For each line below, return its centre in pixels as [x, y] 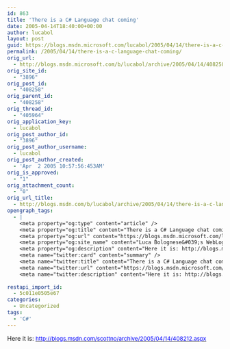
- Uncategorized [36, 306]
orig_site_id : [27, 70]
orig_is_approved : [33, 172]
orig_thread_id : [30, 109]
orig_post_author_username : [47, 147]
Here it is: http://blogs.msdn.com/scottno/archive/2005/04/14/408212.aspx [107, 338]
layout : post [26, 39]
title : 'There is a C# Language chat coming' [73, 20]
